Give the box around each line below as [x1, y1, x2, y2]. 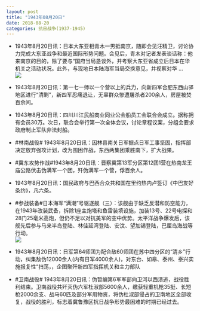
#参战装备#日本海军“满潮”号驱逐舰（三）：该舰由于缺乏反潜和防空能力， [14, 200, 191, 207]
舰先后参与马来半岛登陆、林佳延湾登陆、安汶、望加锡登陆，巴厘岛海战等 [14, 222, 193, 229]
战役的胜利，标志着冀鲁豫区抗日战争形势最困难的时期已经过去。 [25, 298, 183, 306]
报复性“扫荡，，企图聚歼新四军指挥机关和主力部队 [20, 263, 140, 270]
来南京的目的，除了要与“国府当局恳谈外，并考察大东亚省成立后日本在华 [14, 57, 190, 65]
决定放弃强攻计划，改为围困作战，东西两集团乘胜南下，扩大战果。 [14, 147, 177, 154]
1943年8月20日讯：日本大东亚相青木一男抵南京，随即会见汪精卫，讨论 [14, 42, 189, 50]
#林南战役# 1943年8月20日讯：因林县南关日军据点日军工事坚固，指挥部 [14, 139, 192, 147]
